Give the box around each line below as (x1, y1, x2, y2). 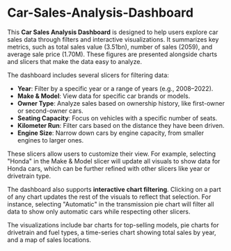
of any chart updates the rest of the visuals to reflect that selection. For (7, 193, 212, 201)
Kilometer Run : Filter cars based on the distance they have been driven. (17, 121, 225, 129)
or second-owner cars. (17, 106, 83, 115)
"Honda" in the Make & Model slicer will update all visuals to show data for (7, 156, 221, 165)
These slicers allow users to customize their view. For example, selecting (7, 149, 216, 158)
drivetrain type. (7, 172, 51, 180)
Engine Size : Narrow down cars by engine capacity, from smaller (17, 129, 204, 137)
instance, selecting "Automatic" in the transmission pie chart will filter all (7, 200, 214, 208)
